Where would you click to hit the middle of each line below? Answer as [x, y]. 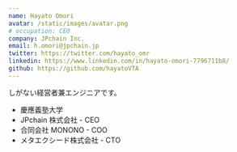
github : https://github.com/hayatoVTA [74, 69]
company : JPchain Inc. [47, 38]
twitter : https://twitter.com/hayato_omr [79, 53]
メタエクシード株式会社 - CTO [70, 140]
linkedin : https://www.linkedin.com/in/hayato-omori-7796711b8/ [119, 61]
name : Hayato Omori [41, 16]
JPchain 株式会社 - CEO [60, 120]
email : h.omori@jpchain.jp [54, 46]
